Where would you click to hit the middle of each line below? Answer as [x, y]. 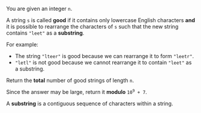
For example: [22, 45]
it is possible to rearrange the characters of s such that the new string [92, 27]
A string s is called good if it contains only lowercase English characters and [100, 20]
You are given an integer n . [39, 9]
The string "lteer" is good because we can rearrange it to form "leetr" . [104, 56]
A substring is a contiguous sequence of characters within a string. [90, 103]
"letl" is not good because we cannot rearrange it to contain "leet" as [103, 62]
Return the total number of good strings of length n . [70, 80]
